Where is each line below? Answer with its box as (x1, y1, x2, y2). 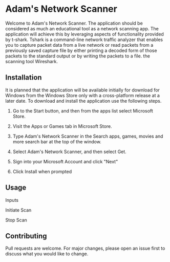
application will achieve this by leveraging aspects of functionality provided (5, 31, 164, 37)
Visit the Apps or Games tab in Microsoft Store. (12, 123, 113, 129)
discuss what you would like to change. (5, 251, 89, 257)
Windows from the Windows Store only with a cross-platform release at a (5, 92, 160, 98)
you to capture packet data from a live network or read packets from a (5, 42, 154, 48)
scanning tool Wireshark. (5, 58, 58, 64)
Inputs (5, 197, 19, 203)
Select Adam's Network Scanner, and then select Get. (12, 148, 126, 155)
